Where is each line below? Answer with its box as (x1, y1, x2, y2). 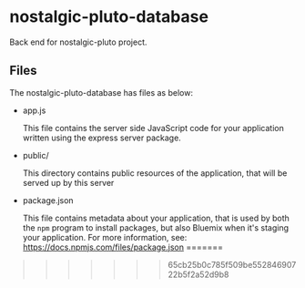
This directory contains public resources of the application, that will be (22, 167, 288, 179)
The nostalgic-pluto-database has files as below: (9, 87, 194, 98)
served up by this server (22, 177, 115, 188)
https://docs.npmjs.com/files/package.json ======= (22, 242, 224, 252)
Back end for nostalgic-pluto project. (9, 36, 147, 47)
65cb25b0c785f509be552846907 (168, 259, 297, 270)
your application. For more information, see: (22, 231, 188, 242)
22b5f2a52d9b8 (168, 269, 229, 280)
